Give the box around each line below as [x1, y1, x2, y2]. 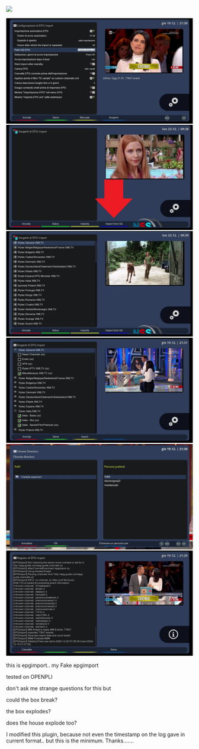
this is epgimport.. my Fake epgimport [6, 662, 99, 669]
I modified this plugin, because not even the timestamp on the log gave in [6, 731, 185, 738]
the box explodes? [6, 708, 52, 715]
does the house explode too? [6, 719, 77, 726]
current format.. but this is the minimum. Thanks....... [6, 737, 134, 744]
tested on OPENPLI [6, 674, 53, 680]
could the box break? [6, 696, 58, 703]
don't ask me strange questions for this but [6, 685, 111, 692]
